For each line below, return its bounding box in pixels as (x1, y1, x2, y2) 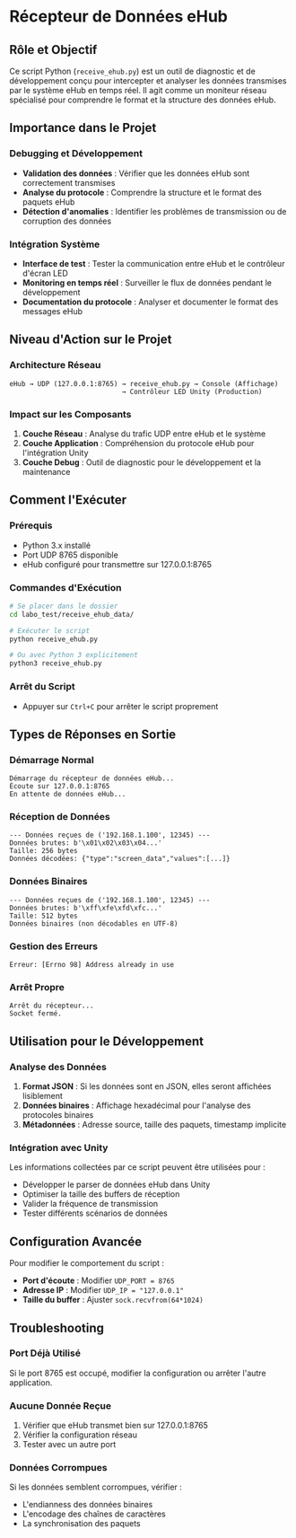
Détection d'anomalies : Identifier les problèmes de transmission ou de (22, 206, 287, 216)
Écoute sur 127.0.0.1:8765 (9, 782, 110, 791)
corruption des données (22, 215, 112, 226)
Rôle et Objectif (9, 42, 98, 57)
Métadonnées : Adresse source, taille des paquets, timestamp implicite (22, 1120, 287, 1130)
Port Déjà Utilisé (9, 1347, 81, 1359)
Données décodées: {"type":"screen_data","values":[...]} (9, 855, 231, 864)
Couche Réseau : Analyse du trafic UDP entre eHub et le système (22, 428, 266, 439)
